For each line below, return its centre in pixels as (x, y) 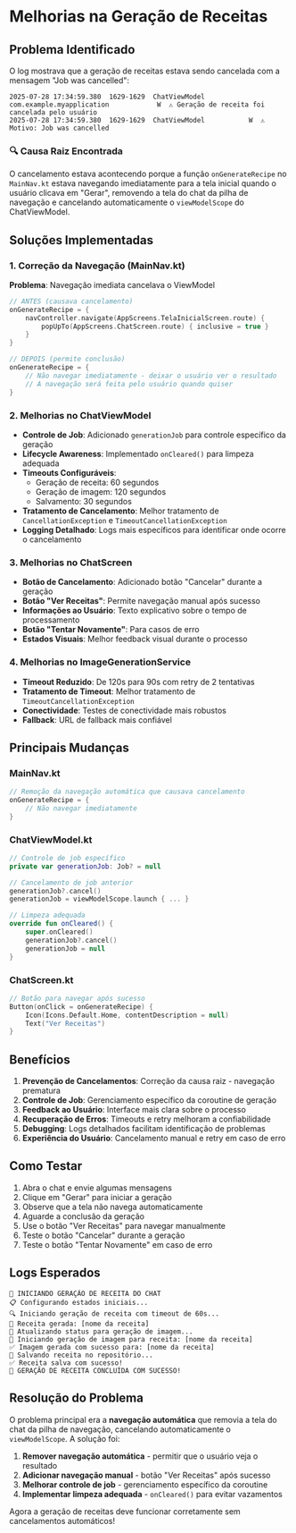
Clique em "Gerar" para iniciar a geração (97, 1197)
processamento (51, 620)
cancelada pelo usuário (53, 113)
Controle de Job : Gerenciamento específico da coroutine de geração (149, 1100)
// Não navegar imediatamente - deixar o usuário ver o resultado (151, 376)
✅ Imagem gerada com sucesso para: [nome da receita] (112, 1347)
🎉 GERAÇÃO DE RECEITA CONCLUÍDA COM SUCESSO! (95, 1370)
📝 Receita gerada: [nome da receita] (79, 1324)
